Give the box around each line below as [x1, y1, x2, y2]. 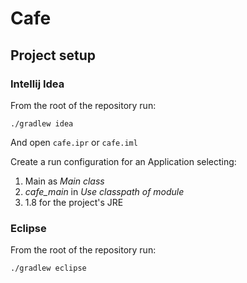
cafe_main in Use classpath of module [24, 185, 185, 197]
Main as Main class [24, 175, 105, 187]
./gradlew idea [10, 118, 74, 129]
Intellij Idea [10, 77, 65, 91]
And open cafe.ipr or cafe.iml [10, 136, 138, 148]
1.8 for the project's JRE [24, 196, 124, 208]
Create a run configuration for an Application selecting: [10, 155, 237, 167]
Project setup [10, 47, 97, 64]
